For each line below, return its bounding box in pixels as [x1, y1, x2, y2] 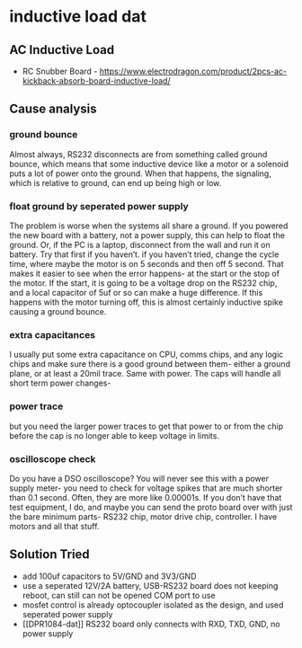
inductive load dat [9, 6, 147, 27]
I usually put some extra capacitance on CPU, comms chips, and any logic [9, 349, 284, 360]
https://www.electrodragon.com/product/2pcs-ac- [99, 66, 288, 76]
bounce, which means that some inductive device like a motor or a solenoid [9, 158, 289, 169]
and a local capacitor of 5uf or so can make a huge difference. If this [9, 287, 263, 297]
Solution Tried [9, 546, 90, 563]
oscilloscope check [9, 452, 96, 465]
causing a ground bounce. [9, 306, 107, 316]
